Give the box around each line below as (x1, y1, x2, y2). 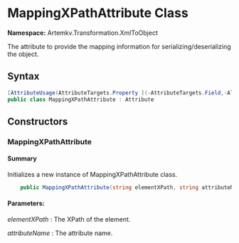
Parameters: (7, 199, 45, 207)
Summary (7, 154, 37, 163)
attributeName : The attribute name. (7, 229, 113, 237)
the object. (7, 50, 39, 58)
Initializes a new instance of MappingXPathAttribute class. (7, 171, 178, 179)
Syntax (7, 70, 40, 82)
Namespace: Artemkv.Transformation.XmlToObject (7, 28, 158, 37)
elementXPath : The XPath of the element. (7, 215, 131, 224)
